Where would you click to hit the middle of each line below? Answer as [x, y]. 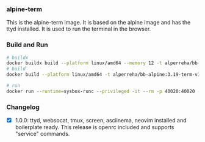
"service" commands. [42, 134]
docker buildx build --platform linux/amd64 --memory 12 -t [85, 63]
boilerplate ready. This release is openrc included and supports [95, 127]
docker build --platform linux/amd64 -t [59, 75]
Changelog [23, 107]
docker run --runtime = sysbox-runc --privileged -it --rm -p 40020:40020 [101, 91]
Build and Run [27, 45]
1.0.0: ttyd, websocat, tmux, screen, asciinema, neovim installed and [101, 121]
